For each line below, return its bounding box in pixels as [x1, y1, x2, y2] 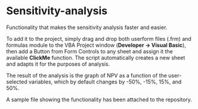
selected [6, 78, 28, 85]
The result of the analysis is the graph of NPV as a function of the [6, 72, 167, 79]
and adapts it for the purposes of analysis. [6, 60, 110, 68]
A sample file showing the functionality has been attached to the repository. [6, 96, 193, 103]
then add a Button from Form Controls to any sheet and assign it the [6, 47, 173, 54]
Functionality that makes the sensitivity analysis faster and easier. [6, 24, 168, 31]
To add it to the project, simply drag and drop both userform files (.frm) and [6, 35, 192, 42]
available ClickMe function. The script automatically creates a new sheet [6, 54, 185, 61]
